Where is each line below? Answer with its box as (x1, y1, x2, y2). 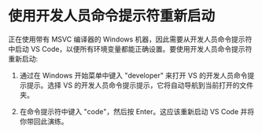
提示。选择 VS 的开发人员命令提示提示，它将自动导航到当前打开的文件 (26, 80, 254, 90)
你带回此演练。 (19, 117, 68, 126)
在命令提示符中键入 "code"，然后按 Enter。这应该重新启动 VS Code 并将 (19, 106, 255, 116)
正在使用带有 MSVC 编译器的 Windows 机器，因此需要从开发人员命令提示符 (8, 34, 253, 44)
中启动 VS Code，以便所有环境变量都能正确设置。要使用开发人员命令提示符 (8, 44, 253, 53)
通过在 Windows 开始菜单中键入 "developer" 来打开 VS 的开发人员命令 (19, 70, 248, 80)
